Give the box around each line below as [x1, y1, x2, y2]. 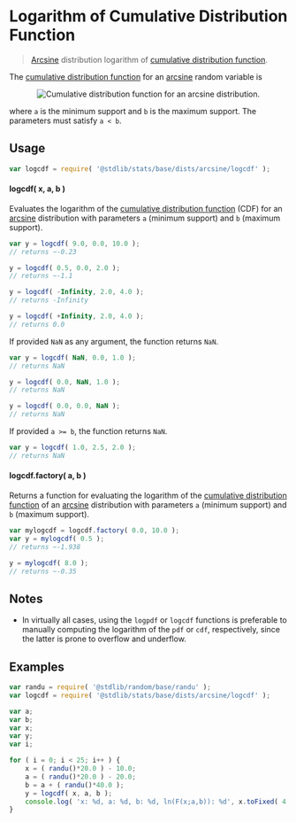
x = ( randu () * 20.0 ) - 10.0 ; [25, 764, 137, 773]
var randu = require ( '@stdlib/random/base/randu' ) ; [9, 683, 212, 692]
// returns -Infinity [9, 296, 89, 305]
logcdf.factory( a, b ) [9, 470, 87, 481]
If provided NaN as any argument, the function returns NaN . [9, 336, 219, 346]
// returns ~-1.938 [9, 542, 81, 551]
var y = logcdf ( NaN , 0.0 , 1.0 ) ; [9, 353, 137, 362]
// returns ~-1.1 [9, 272, 73, 281]
